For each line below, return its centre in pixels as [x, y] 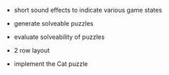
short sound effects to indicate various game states [88, 10]
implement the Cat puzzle [51, 64]
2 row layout [32, 50]
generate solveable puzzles [53, 23]
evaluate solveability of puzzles [59, 37]
